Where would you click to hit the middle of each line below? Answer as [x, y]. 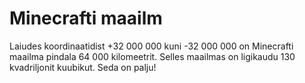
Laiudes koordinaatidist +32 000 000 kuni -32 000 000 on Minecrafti [151, 46]
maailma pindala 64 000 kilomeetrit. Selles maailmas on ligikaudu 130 [152, 56]
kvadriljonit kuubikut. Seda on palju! [83, 67]
